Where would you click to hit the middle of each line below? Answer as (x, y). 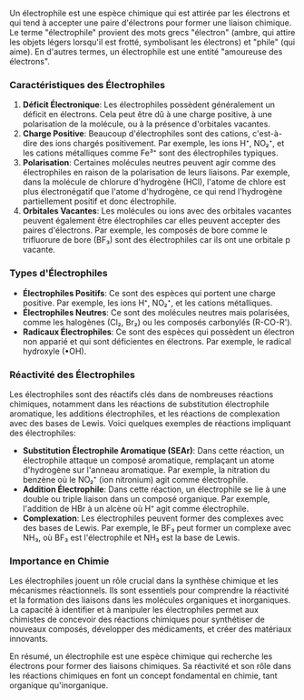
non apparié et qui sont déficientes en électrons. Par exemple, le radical (157, 341)
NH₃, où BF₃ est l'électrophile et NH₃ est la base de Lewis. (131, 537)
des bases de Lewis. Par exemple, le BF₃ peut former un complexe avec (157, 527)
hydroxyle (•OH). (54, 351)
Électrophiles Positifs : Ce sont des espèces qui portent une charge (149, 293)
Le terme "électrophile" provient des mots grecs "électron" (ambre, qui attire (152, 32)
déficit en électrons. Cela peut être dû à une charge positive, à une (147, 115)
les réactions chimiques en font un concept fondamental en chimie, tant (144, 675)
